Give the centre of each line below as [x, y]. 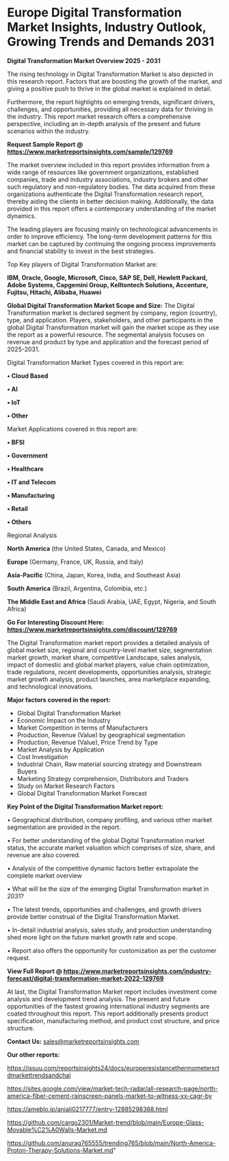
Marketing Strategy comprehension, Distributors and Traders [103, 778]
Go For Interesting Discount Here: [56, 622]
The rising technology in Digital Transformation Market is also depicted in [110, 74]
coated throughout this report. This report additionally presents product [108, 1014]
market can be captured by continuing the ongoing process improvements [112, 243]
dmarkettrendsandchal [39, 1075]
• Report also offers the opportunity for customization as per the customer [112, 950]
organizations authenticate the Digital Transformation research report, [105, 194]
